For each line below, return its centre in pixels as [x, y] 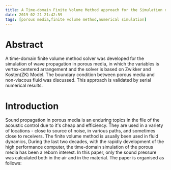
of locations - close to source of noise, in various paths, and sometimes [80, 131]
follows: [13, 163]
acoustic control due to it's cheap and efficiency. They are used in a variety [84, 125]
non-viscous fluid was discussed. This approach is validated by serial [78, 80]
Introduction [32, 106]
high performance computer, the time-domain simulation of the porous [79, 147]
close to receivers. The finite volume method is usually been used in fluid [82, 136]
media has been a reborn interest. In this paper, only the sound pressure [81, 152]
